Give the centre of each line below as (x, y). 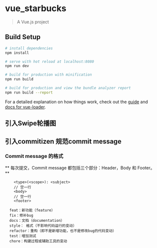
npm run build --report (29, 93)
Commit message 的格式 (34, 156)
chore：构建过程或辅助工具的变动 (38, 241)
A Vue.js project (33, 22)
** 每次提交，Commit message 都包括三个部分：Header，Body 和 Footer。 (80, 168)
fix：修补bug (21, 215)
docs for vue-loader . (25, 107)
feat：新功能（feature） (32, 210)
